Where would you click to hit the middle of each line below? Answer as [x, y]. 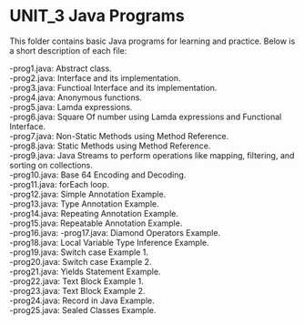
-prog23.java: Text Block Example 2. [77, 290]
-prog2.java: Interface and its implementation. [95, 77]
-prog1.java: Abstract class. [61, 68]
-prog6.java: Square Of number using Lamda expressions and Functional [146, 117]
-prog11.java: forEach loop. [60, 184]
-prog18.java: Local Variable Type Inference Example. [109, 242]
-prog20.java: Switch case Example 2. [81, 261]
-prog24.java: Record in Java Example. [82, 300]
